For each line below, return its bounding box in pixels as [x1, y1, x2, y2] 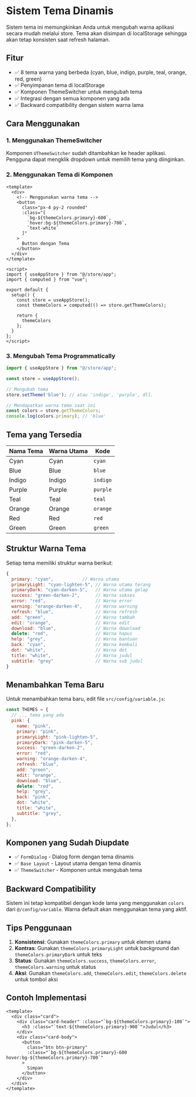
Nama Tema [9, 447, 43, 455]
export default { [6, 287, 49, 293]
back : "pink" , [16, 794, 51, 800]
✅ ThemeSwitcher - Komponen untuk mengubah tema [14, 867, 143, 874]
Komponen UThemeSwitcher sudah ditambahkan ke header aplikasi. [6, 150, 167, 157]
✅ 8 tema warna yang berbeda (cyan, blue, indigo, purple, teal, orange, [14, 69, 187, 76]
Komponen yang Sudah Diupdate [6, 837, 129, 847]
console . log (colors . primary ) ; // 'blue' [6, 413, 107, 420]
